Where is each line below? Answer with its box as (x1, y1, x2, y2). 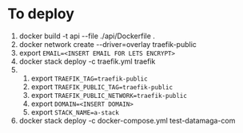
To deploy (7, 5, 75, 23)
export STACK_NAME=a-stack (30, 107, 119, 116)
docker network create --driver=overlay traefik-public (18, 39, 197, 49)
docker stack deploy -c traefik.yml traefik (18, 57, 156, 66)
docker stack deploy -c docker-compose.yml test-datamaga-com (18, 115, 236, 125)
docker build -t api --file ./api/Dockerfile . (18, 31, 155, 41)
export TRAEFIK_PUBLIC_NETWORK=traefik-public (30, 90, 187, 100)
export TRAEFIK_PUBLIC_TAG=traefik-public (30, 81, 173, 92)
